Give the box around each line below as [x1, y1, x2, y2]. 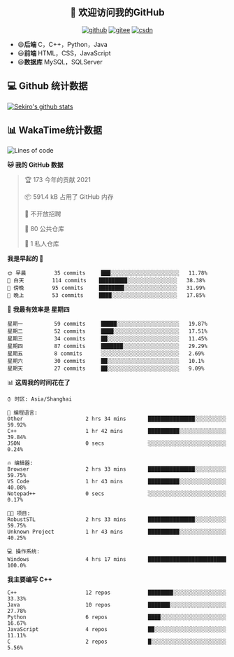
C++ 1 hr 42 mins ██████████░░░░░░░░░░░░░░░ [7, 428, 227, 435]
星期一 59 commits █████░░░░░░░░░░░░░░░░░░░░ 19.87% [7, 321, 208, 328]
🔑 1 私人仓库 [24, 240, 59, 248]
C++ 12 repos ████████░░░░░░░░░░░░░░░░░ [7, 589, 227, 597]
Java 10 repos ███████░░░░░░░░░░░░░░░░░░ [7, 602, 227, 609]
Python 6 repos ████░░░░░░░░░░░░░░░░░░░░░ [7, 614, 227, 621]
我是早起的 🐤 [7, 254, 44, 263]
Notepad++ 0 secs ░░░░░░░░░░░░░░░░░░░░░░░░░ [7, 490, 227, 497]
